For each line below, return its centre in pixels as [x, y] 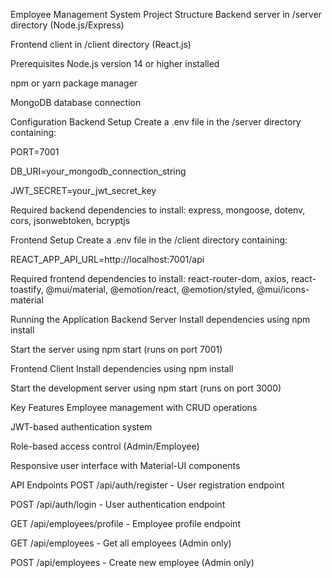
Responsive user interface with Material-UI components [125, 465]
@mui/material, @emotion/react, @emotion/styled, [150, 289]
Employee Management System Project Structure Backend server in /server [166, 14]
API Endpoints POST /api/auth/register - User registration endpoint [147, 485]
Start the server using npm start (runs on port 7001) [116, 349]
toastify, [27, 289]
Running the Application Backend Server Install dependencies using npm [160, 319]
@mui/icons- [283, 289]
